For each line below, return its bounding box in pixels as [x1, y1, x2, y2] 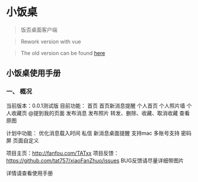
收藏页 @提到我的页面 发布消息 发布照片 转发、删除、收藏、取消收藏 [11, 109, 178, 116]
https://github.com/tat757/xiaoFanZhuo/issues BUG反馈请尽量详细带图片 [6, 157, 184, 164]
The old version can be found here [20, 49, 106, 56]
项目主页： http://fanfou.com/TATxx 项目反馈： [6, 149, 120, 157]
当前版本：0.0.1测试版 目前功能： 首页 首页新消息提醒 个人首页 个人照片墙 [6, 102, 186, 109]
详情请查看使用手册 [6, 170, 53, 177]
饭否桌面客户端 [20, 26, 58, 33]
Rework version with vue [20, 38, 81, 45]
